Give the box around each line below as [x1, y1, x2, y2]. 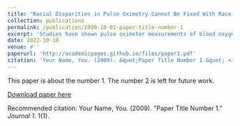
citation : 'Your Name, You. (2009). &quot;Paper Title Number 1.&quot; [7, 57, 225, 64]
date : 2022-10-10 [7, 37, 59, 44]
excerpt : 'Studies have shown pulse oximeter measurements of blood [7, 30, 216, 38]
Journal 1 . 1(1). [7, 111, 50, 120]
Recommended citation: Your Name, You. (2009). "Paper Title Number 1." [7, 104, 223, 112]
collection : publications [7, 17, 84, 24]
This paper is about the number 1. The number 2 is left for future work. [7, 76, 215, 85]
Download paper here [7, 90, 71, 98]
